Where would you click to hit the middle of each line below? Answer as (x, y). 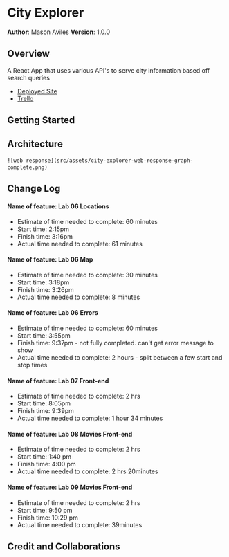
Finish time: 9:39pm (45, 411)
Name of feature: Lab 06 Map (50, 259)
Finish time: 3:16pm (45, 236)
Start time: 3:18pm (43, 282)
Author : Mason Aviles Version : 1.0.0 (59, 32)
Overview (29, 54)
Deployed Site (37, 91)
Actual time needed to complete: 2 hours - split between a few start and (120, 357)
